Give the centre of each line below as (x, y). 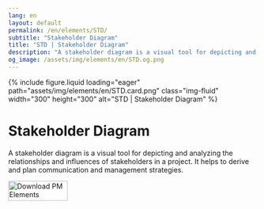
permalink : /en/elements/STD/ (58, 30)
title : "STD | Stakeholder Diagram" (68, 45)
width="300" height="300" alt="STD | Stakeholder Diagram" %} (113, 99)
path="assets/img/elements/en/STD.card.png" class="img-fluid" (113, 90)
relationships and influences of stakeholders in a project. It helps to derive (129, 161)
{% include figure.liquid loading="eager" (74, 82)
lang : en (23, 15)
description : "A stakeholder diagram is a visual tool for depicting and (132, 52)
